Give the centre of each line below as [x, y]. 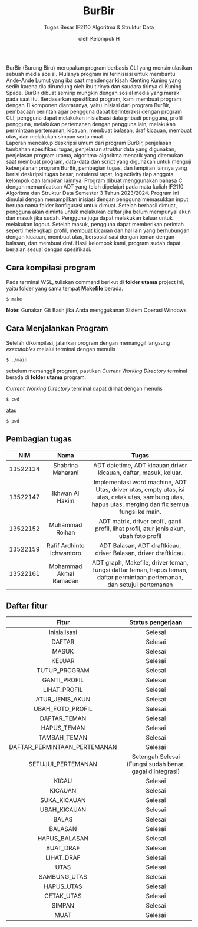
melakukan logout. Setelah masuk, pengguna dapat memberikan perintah [95, 224]
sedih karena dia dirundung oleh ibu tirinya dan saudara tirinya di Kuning [94, 86]
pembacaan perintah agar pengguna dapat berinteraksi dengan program [94, 111]
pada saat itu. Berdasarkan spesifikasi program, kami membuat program [94, 99]
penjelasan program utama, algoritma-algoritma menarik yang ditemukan [95, 155]
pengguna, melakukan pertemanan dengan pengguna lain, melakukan [91, 124]
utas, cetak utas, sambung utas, [140, 497]
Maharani [66, 473]
